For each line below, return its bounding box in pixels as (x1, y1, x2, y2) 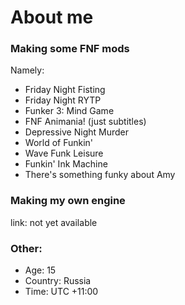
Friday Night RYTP (24, 94, 102, 106)
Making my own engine (10, 194, 126, 208)
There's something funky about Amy (24, 169, 176, 181)
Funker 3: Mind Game (24, 105, 115, 117)
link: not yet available (10, 216, 98, 228)
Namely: (10, 64, 45, 76)
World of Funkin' (24, 137, 94, 149)
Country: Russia (24, 275, 92, 287)
